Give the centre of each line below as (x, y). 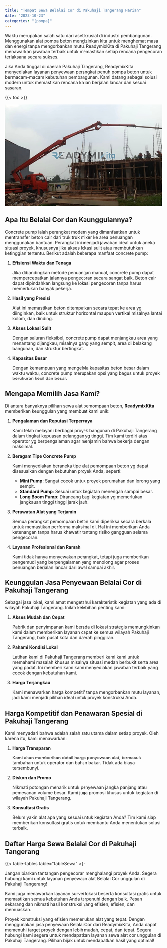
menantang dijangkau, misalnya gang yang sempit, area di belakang (82, 343)
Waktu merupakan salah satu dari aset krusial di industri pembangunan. (79, 36)
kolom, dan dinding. (33, 318)
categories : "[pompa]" (29, 21)
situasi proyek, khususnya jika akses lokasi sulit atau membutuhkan (74, 248)
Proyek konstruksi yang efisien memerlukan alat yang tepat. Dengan (75, 919)
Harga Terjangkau (31, 683)
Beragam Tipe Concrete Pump (44, 456)
